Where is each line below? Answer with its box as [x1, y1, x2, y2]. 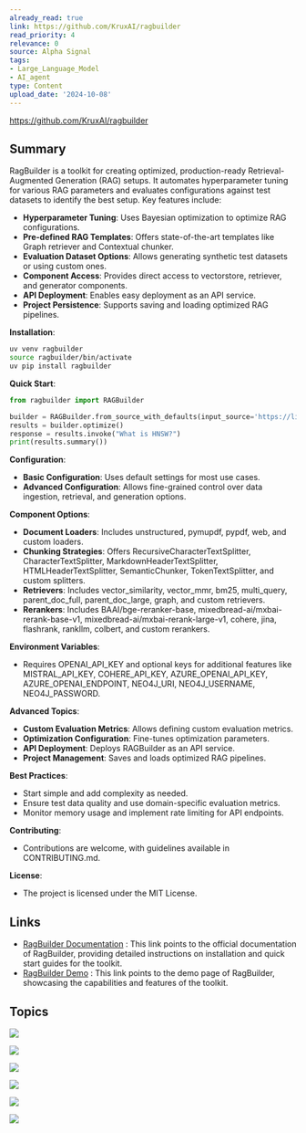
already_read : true [9, 13, 84, 23]
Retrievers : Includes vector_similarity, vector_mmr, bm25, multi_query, [22, 585, 288, 596]
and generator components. [22, 280, 127, 291]
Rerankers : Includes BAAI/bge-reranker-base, [22, 604, 197, 615]
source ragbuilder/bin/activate [9, 353, 132, 362]
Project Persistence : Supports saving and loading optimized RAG [22, 299, 269, 310]
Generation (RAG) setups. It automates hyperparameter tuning [55, 175, 289, 186]
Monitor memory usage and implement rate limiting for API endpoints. [22, 807, 284, 818]
